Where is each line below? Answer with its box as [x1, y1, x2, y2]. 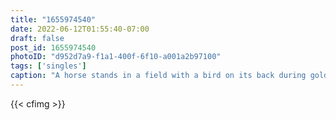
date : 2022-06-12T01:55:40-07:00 [10, 24, 150, 34]
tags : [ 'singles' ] [10, 61, 87, 71]
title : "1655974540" [10, 14, 97, 25]
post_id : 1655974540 [10, 42, 97, 53]
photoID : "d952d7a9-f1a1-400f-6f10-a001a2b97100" [10, 52, 222, 62]
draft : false [10, 33, 65, 43]
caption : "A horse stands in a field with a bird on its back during [10, 71, 307, 81]
